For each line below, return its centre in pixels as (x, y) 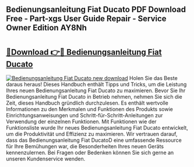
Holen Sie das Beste (153, 78)
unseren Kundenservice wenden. (46, 159)
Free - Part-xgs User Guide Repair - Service (87, 19)
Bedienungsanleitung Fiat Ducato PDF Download (96, 10)
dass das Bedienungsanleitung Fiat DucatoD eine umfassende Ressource (94, 140)
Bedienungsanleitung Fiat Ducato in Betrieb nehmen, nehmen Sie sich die (94, 97)
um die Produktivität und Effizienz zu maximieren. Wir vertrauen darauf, (92, 134)
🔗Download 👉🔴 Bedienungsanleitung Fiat (84, 52)
